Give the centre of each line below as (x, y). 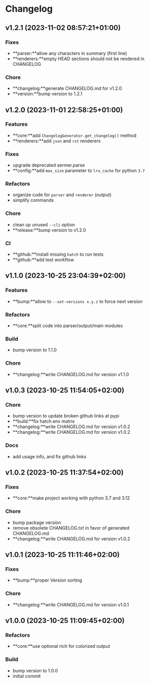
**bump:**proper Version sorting (47, 580)
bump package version (37, 522)
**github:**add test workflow (43, 260)
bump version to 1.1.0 (35, 350)
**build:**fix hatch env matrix (44, 422)
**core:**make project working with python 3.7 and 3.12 (71, 498)
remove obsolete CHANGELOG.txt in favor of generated (71, 528)
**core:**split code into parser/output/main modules (68, 326)
